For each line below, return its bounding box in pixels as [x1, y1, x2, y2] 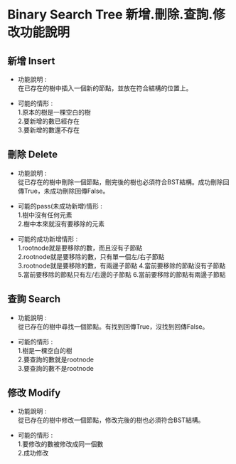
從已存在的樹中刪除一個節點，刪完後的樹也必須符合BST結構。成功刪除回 [17, 177, 230, 186]
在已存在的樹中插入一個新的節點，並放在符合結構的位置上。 [17, 84, 193, 93]
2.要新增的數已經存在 [17, 117, 80, 125]
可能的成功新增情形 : [17, 234, 78, 243]
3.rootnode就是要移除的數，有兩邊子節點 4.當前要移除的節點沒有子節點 [17, 261, 226, 270]
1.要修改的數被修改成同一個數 [17, 440, 104, 448]
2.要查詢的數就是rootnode [17, 355, 95, 364]
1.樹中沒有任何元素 [17, 211, 73, 219]
